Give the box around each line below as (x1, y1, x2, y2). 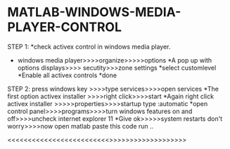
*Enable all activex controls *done (17, 71, 117, 79)
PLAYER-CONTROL (7, 19, 122, 35)
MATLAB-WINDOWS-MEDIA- (7, 4, 181, 20)
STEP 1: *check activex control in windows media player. (7, 42, 171, 51)
